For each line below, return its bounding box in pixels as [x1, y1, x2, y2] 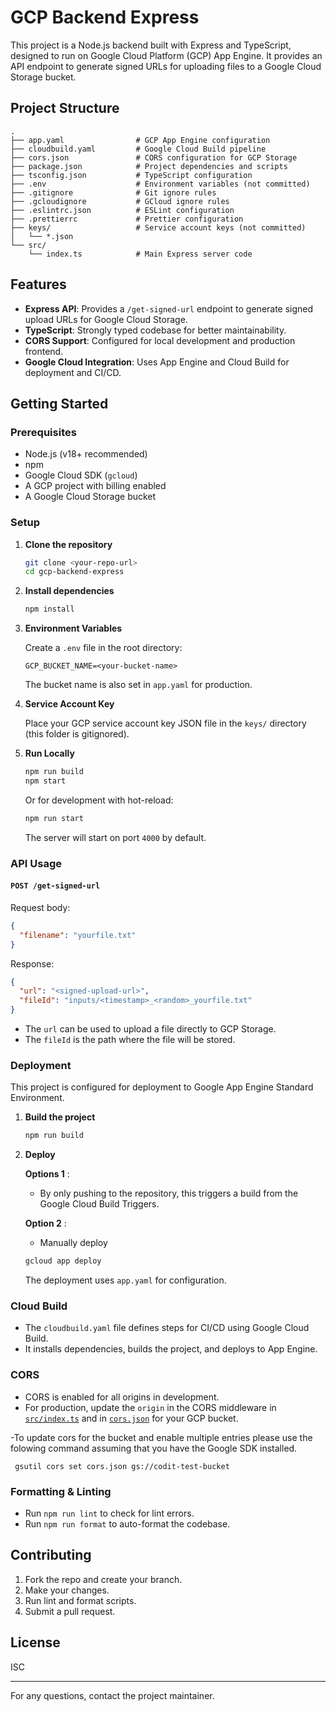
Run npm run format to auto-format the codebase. [24, 1517, 231, 1530]
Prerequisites [10, 425, 77, 439]
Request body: [10, 901, 71, 913]
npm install [24, 604, 75, 615]
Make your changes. [24, 1584, 110, 1596]
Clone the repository [24, 538, 113, 550]
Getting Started [10, 395, 109, 412]
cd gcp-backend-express [24, 567, 125, 577]
